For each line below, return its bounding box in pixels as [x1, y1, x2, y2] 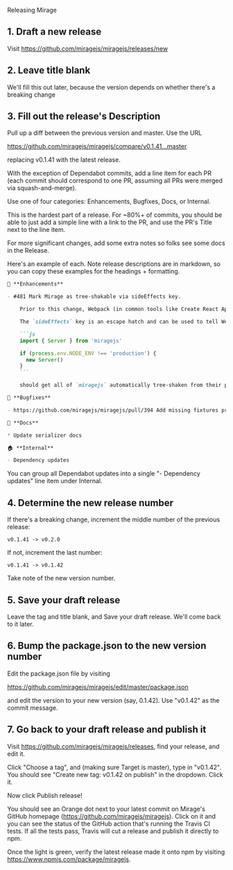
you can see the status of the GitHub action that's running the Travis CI [7, 819, 210, 828]
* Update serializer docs [7, 432, 82, 439]
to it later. [7, 619, 34, 628]
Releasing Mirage [7, 6, 58, 14]
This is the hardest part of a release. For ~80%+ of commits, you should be [7, 211, 223, 219]
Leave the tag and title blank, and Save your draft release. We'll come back [7, 612, 221, 621]
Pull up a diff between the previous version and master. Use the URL [7, 128, 202, 137]
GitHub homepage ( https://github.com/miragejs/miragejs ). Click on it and [7, 812, 216, 820]
